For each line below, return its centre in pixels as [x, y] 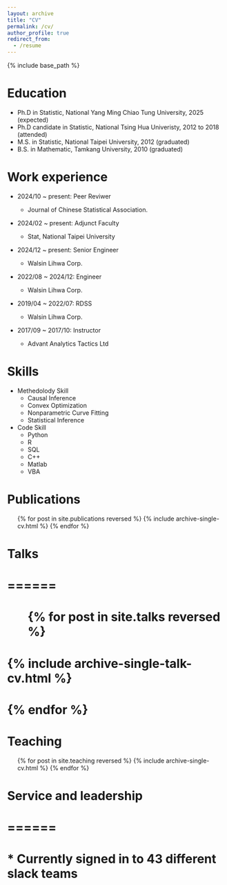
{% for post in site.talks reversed [124, 617]
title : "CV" [24, 20]
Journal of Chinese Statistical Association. [88, 209]
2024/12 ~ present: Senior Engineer [68, 250]
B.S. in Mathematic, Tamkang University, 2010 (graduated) [100, 149]
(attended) [32, 134]
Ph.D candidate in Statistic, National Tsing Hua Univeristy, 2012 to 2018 [118, 127]
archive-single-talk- [133, 663]
